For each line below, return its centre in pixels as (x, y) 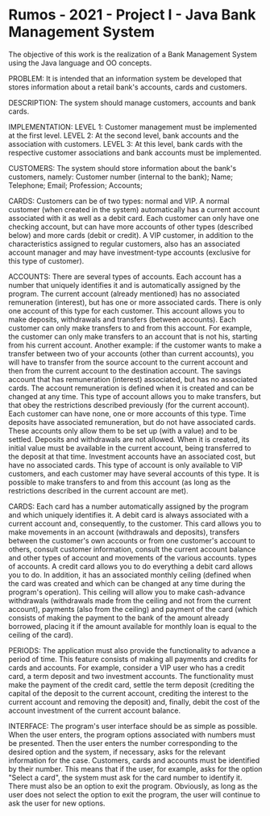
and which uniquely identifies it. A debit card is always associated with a (129, 514)
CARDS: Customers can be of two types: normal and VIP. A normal (119, 201)
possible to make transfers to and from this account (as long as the (120, 482)
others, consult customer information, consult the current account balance (132, 549)
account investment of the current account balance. (95, 710)
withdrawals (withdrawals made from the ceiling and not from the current (130, 600)
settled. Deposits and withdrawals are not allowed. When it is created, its (129, 439)
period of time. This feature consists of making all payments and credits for (133, 659)
